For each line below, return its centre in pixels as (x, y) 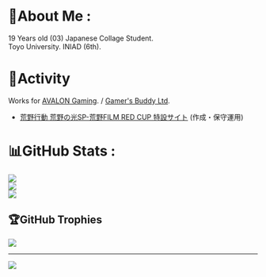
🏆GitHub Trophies (55, 220)
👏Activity (40, 79)
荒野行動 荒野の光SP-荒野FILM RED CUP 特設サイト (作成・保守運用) (131, 117)
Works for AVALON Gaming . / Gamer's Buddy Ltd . (89, 100)
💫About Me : (50, 16)
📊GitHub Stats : (62, 151)
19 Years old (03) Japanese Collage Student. (81, 38)
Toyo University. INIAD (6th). (55, 46)
